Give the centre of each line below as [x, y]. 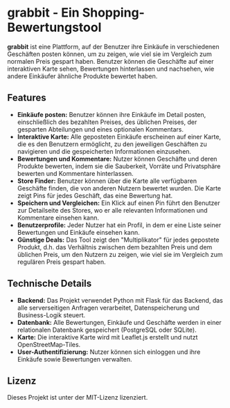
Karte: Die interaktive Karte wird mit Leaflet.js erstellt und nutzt [107, 337]
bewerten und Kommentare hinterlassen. [75, 173]
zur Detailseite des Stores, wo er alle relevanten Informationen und [112, 210]
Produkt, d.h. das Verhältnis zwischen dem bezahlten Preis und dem [115, 247]
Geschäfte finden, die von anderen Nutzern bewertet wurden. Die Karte [119, 188]
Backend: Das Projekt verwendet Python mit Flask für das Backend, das [120, 300]
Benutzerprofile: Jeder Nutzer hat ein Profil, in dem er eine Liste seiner [119, 225]
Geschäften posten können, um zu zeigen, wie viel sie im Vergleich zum [110, 54]
